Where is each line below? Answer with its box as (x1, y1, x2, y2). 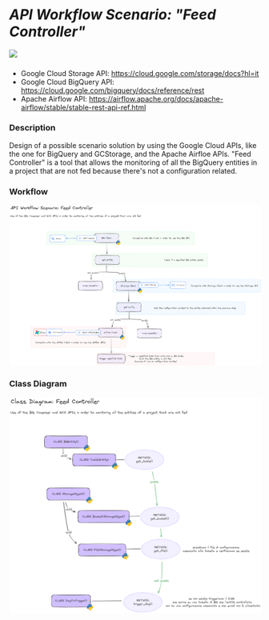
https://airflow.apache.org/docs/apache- (88, 94, 223, 103)
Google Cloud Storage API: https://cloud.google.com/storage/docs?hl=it (20, 68, 259, 78)
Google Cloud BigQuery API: (20, 77, 114, 86)
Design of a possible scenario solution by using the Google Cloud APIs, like (9, 140, 257, 150)
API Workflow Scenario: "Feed (9, 6, 217, 24)
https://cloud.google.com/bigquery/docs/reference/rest (20, 86, 205, 95)
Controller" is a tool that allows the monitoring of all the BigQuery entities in (9, 158, 258, 167)
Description (9, 122, 56, 134)
